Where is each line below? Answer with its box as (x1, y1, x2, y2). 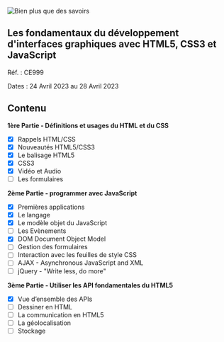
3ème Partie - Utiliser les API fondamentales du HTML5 (7, 280, 174, 290)
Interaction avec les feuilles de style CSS (17, 251, 137, 259)
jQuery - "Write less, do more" (17, 266, 106, 275)
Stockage (17, 326, 46, 335)
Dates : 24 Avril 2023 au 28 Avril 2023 (7, 81, 119, 90)
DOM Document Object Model (17, 234, 106, 244)
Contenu (7, 103, 47, 115)
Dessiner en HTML (17, 302, 73, 311)
